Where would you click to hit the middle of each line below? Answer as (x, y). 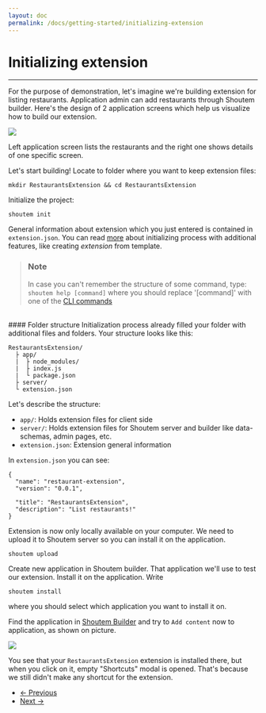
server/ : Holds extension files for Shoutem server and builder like (127, 427)
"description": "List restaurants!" (76, 509)
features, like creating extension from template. (85, 246)
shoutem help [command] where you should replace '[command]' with (139, 292)
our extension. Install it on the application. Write (86, 577)
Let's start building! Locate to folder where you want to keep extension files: (132, 171)
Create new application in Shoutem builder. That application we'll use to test (132, 569)
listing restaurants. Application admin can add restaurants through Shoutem (131, 100)
